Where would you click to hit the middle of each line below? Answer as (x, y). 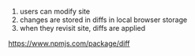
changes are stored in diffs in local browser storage (103, 20)
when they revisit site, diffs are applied (82, 28)
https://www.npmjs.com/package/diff (69, 43)
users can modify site (55, 11)
